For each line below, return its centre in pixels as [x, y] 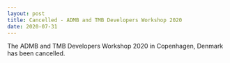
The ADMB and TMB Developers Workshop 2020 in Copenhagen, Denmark [115, 46]
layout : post [26, 13]
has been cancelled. [36, 53]
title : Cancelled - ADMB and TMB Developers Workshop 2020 [95, 20]
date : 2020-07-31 [32, 26]
